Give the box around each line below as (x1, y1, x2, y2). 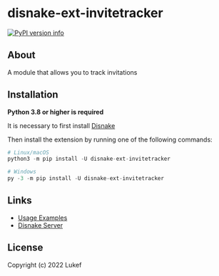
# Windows (7, 169, 37, 176)
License (7, 242, 44, 254)
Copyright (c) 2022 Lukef (7, 260, 82, 269)
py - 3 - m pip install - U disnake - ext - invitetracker (7, 175, 164, 182)
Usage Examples (17, 213, 68, 222)
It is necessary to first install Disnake (7, 121, 116, 129)
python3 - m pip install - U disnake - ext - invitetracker (7, 155, 171, 163)
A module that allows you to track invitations (7, 68, 138, 76)
